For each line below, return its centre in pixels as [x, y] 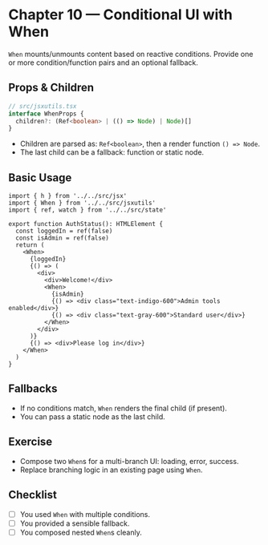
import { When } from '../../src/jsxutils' [82, 203]
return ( [30, 245]
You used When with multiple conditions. [85, 514]
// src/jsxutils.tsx [43, 106]
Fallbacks [33, 389]
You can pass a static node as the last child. [93, 416]
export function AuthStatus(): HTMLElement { [85, 224]
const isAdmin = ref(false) [63, 238]
